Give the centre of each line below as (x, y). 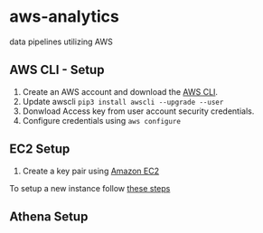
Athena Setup (49, 216)
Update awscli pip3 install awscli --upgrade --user (123, 101)
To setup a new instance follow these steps (90, 188)
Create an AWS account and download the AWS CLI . (120, 91)
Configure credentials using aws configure (101, 120)
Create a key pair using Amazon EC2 (91, 171)
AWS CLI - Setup (57, 70)
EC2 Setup (40, 149)
